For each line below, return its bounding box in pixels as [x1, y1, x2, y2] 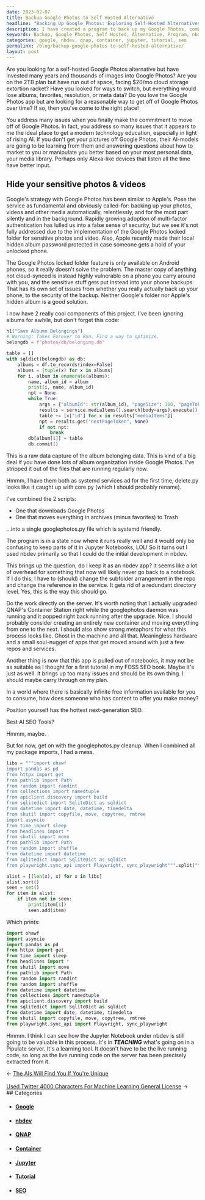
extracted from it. [6, 1058, 50, 1065]
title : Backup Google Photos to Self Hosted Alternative [6, 15, 154, 21]
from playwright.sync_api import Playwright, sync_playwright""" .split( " [6, 862, 198, 868]
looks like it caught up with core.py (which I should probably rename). [6, 483, 182, 491]
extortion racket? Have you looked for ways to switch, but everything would [6, 85, 196, 92]
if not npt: [38, 424, 70, 430]
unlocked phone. [6, 247, 49, 254]
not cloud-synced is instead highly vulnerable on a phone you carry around [6, 272, 196, 279]
